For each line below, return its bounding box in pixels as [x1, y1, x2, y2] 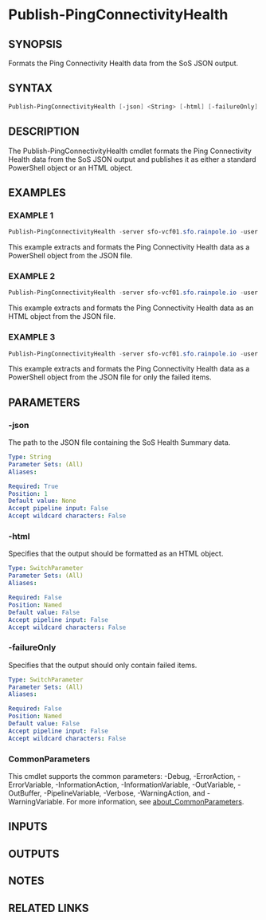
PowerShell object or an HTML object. [8, 163, 133, 172]
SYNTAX [8, 81, 53, 95]
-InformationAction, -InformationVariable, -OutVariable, [55, 780, 237, 789]
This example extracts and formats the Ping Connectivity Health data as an [8, 303, 254, 313]
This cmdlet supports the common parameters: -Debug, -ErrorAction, [8, 771, 237, 780]
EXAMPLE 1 [8, 210, 54, 221]
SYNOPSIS [8, 37, 63, 51]
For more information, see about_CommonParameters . [66, 796, 244, 806]
